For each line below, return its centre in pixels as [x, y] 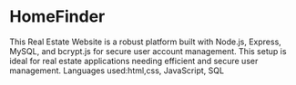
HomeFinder [57, 17]
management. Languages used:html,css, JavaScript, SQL [117, 71]
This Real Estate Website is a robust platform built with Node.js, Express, [146, 42]
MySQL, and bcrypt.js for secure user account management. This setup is [148, 51]
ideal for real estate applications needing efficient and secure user [134, 61]
